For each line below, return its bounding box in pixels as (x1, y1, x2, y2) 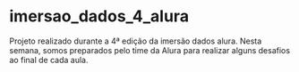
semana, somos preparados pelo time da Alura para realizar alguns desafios (9, 44, 291, 55)
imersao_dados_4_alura (9, 6, 190, 27)
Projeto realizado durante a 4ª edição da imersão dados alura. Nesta (9, 36, 262, 46)
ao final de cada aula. (9, 54, 89, 65)
